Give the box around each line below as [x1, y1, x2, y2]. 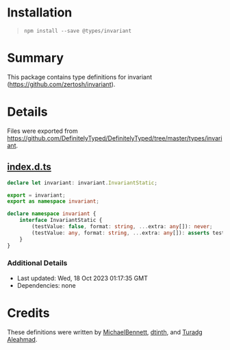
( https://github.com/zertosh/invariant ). [7, 80, 116, 88]
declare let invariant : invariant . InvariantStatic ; [7, 179, 157, 186]
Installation [7, 5, 73, 21]
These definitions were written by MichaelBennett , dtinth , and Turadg [7, 327, 203, 336]
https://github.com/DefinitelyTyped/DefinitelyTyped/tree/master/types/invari [7, 134, 222, 142]
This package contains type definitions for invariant [7, 73, 153, 81]
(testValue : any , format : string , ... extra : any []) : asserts [31, 229, 210, 236]
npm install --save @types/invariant [23, 27, 132, 34]
